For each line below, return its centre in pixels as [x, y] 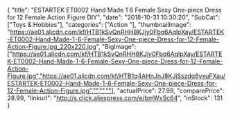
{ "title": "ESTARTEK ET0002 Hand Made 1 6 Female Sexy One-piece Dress [114, 10]
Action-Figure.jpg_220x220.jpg [52, 47]
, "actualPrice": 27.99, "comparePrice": [169, 90]
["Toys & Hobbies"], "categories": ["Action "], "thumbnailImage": [99, 25]
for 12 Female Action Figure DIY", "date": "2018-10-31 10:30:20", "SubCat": [114, 17]
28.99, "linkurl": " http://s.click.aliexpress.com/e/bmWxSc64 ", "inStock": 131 [115, 98]
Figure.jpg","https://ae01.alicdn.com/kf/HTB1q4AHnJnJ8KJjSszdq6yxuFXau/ [116, 76]
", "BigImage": [116, 47]
